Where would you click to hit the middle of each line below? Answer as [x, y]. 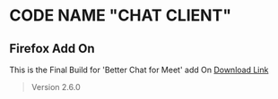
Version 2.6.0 [56, 87]
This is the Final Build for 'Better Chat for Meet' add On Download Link [139, 70]
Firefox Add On [52, 49]
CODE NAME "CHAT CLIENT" [120, 16]
